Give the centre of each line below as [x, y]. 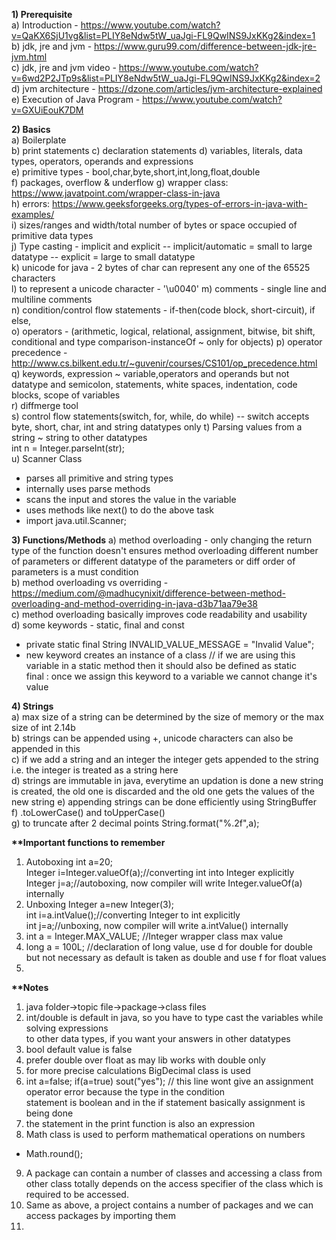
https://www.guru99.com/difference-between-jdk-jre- [205, 46]
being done [49, 1113]
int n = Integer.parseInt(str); [68, 448]
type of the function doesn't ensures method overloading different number [165, 550]
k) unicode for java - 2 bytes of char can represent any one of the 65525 [161, 267]
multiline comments [52, 299]
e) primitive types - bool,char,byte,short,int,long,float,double [136, 172]
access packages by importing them [100, 1215]
